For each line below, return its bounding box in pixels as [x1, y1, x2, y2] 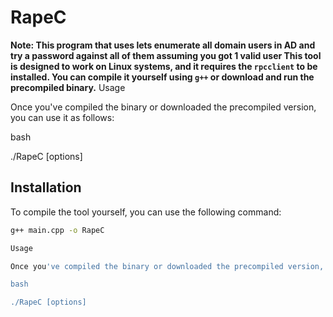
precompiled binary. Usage [10, 81, 126, 93]
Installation [10, 179, 82, 196]
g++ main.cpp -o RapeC [10, 225, 105, 235]
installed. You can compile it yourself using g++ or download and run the [10, 71, 315, 83]
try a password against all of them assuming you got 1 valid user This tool [10, 49, 322, 61]
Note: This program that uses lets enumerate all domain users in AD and [10, 39, 316, 51]
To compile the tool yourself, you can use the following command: [10, 206, 282, 218]
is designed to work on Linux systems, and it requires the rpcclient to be [10, 60, 318, 72]
